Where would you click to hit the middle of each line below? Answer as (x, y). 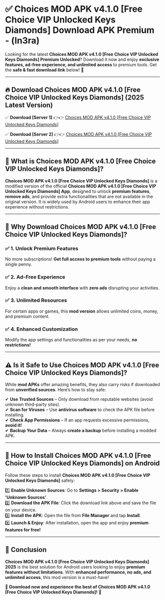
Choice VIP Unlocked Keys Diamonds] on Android (82, 463)
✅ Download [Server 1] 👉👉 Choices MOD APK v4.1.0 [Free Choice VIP (78, 117)
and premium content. (27, 316)
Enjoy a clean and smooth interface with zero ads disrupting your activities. (82, 287)
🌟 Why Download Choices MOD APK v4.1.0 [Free (81, 227)
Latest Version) (29, 105)
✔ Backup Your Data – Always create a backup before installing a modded (81, 430)
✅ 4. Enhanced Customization (41, 329)
